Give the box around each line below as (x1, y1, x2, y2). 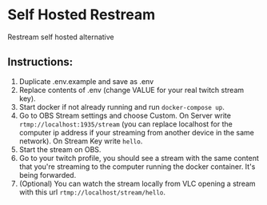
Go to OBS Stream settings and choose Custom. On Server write (18, 111, 231, 120)
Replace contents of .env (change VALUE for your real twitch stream (18, 85, 245, 94)
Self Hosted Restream (7, 6, 156, 24)
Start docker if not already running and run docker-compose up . (18, 102, 225, 111)
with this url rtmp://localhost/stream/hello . (18, 187, 165, 197)
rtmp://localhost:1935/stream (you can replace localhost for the (18, 119, 233, 129)
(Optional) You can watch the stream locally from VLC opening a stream (18, 179, 257, 188)
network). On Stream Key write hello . (18, 136, 143, 146)
